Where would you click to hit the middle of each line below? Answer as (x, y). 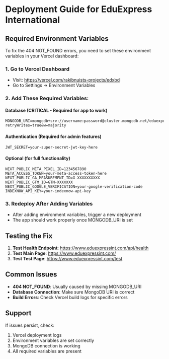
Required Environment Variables (57, 39)
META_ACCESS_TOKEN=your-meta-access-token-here (56, 173)
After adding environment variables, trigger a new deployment (77, 214)
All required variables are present (47, 351)
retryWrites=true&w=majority (36, 125)
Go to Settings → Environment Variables (54, 85)
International (33, 20)
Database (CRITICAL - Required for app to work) (56, 110)
